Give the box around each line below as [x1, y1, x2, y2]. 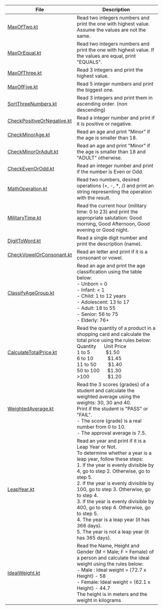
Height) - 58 [77, 573, 106, 579]
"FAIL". [77, 412, 92, 418]
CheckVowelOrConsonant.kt [7, 252, 72, 258]
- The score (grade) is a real [77, 417, 142, 424]
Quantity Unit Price [77, 343, 127, 350]
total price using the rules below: [77, 337, 151, 343]
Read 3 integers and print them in [77, 95, 153, 101]
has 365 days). [77, 534, 112, 541]
